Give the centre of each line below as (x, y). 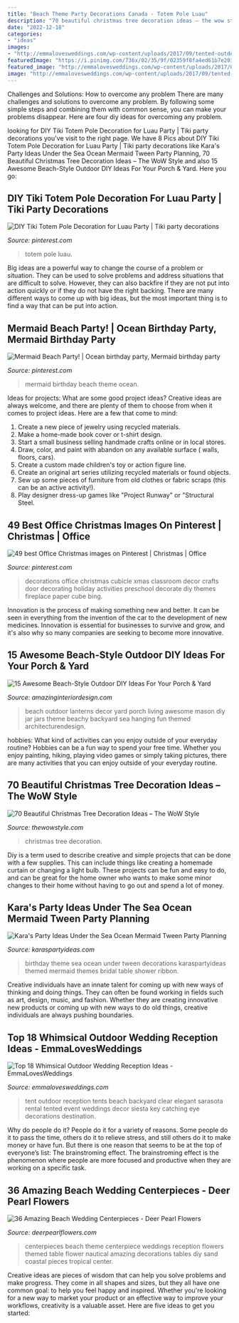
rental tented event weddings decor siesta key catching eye (112, 1108)
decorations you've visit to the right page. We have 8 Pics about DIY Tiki (113, 138)
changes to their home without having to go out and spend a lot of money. (116, 885)
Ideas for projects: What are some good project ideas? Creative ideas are (115, 398)
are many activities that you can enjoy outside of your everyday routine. (112, 763)
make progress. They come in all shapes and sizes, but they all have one (114, 1283)
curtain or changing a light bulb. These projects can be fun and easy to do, (117, 870)
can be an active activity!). (57, 488)
